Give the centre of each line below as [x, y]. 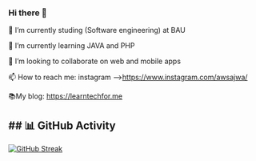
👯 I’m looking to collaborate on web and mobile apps [95, 61]
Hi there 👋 [28, 13]
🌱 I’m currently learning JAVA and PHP [72, 46]
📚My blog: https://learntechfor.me [65, 96]
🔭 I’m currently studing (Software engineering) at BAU [97, 30]
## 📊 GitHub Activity [62, 125]
